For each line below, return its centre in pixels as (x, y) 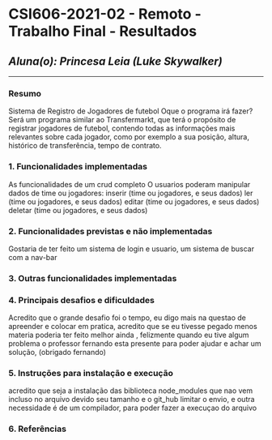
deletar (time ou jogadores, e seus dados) (78, 210)
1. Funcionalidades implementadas (78, 167)
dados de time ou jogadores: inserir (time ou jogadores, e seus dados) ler (131, 193)
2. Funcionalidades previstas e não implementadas (110, 231)
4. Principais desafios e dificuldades (82, 300)
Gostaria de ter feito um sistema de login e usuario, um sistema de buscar (132, 249)
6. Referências (38, 429)
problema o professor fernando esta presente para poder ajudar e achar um (135, 344)
